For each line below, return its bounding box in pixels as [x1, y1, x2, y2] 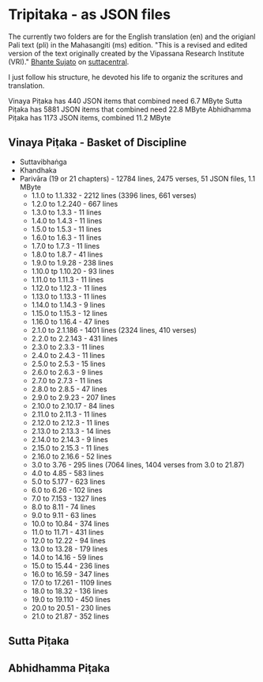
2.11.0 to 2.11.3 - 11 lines [31, 410, 107, 419]
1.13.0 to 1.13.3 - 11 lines [31, 291, 107, 301]
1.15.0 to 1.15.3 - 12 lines [31, 308, 108, 318]
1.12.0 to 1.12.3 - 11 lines [31, 283, 107, 292]
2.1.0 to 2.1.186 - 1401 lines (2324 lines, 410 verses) [31, 325, 197, 334]
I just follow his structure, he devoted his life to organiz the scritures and [8, 72, 243, 82]
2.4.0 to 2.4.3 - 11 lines [31, 350, 105, 360]
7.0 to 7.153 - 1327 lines [31, 493, 107, 503]
